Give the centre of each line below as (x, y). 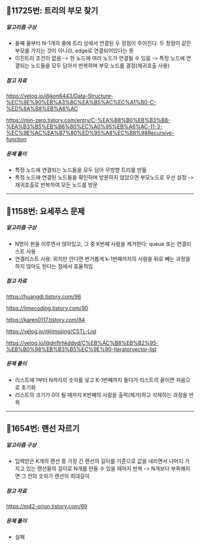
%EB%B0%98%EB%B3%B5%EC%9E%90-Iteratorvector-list (81, 349)
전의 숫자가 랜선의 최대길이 (59, 476)
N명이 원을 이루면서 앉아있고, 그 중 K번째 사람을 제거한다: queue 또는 (95, 243)
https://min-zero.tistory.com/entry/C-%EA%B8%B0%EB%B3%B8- (88, 120)
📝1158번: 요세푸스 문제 (46, 211)
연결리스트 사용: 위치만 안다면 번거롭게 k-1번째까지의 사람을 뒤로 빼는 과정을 (102, 258)
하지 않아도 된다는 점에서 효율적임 (54, 266)
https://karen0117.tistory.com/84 (46, 319)
